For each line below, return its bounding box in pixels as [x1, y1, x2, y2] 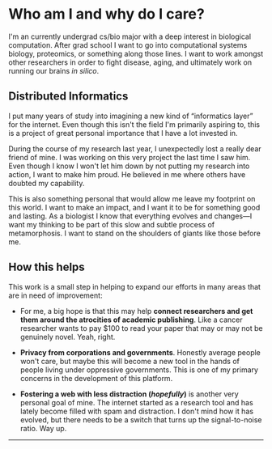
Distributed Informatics [8, 90, 129, 104]
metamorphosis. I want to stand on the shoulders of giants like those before [8, 228, 261, 238]
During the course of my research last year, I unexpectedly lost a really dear [8, 143, 261, 154]
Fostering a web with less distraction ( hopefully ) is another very [19, 389, 239, 399]
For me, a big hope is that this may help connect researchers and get [19, 306, 253, 316]
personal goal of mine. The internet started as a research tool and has [19, 397, 253, 407]
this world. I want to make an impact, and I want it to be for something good [8, 202, 261, 212]
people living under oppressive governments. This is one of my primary [19, 365, 259, 375]
